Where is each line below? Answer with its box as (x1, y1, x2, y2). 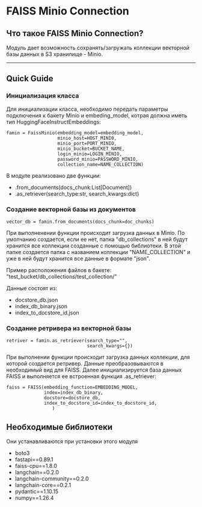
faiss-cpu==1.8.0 (14, 462, 57, 470)
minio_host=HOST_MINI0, (57, 135, 117, 141)
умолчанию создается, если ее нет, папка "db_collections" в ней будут (6, 235, 188, 243)
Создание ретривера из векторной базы (6, 324, 131, 332)
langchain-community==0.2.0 (14, 475, 89, 482)
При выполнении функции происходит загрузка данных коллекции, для (6, 353, 191, 361)
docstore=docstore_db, (44, 395, 101, 401)
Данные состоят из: (6, 284, 57, 291)
